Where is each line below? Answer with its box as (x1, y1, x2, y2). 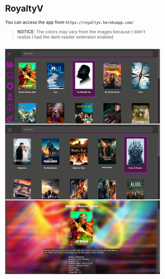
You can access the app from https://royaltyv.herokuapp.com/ (5, 19, 134, 25)
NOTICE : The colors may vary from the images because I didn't (17, 28, 146, 34)
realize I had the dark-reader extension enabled (17, 34, 114, 40)
